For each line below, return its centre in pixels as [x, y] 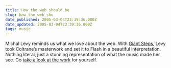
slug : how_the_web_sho [29, 15]
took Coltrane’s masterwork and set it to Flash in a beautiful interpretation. [83, 49]
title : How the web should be [38, 10]
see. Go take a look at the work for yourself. [51, 60]
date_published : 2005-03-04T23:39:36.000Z [51, 19]
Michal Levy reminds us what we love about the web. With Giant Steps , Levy [86, 43]
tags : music [18, 29]
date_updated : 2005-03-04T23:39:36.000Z [49, 24]
